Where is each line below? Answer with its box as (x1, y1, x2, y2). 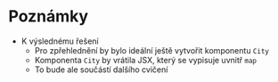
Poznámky (8, 6, 89, 27)
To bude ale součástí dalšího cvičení (34, 64, 168, 75)
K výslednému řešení (20, 36, 99, 46)
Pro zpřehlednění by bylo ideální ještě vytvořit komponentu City (34, 45, 269, 55)
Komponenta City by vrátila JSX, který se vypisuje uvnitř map (34, 54, 258, 65)
